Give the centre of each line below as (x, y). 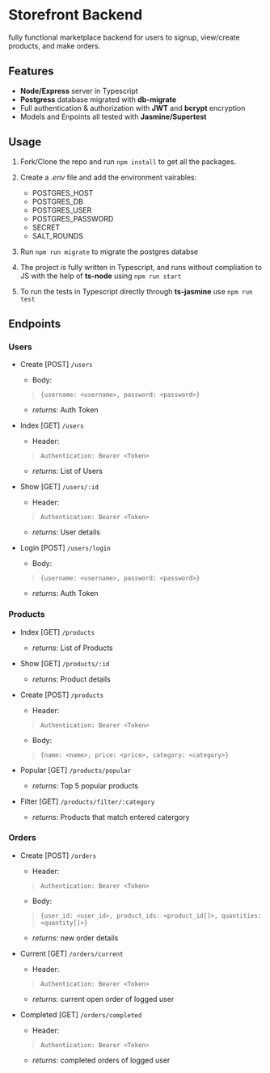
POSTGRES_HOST (63, 192)
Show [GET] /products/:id (65, 663)
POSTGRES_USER (62, 210)
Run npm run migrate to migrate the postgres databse (109, 251)
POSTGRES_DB (57, 201)
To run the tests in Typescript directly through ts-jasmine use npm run (136, 291)
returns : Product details (71, 679)
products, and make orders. (55, 45)
